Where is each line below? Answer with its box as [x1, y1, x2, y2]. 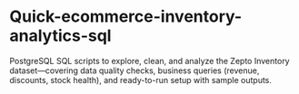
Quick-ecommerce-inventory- [9, 6, 243, 27]
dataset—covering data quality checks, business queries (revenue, [9, 65, 260, 76]
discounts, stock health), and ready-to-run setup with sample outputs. [9, 74, 273, 85]
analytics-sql [9, 25, 112, 46]
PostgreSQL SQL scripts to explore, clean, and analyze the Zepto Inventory [9, 55, 290, 66]
